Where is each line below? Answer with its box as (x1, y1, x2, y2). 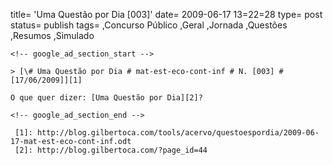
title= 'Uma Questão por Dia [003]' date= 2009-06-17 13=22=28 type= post (10, 9, 323, 20)
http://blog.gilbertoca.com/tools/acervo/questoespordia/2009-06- (36, 128, 320, 138)
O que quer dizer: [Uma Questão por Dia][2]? (10, 93, 203, 103)
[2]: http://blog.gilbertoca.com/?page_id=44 (14, 145, 208, 155)
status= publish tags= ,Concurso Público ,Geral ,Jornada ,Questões (10, 19, 288, 31)
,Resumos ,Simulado (10, 30, 95, 41)
